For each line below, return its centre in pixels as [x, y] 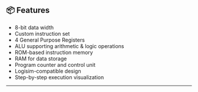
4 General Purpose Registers [50, 40]
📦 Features [28, 10]
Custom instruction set [42, 33]
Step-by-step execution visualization [59, 77]
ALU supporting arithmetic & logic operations [69, 46]
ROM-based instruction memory [54, 52]
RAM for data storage [41, 59]
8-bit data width [34, 27]
